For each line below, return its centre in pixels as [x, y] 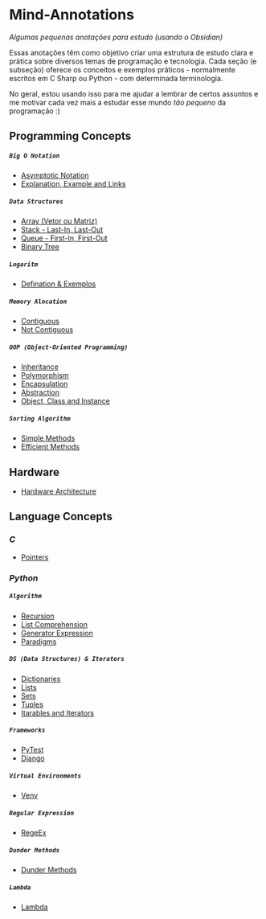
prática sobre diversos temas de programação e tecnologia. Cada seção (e [133, 61]
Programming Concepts [70, 136]
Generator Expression [57, 633]
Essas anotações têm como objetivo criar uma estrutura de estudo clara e [131, 52]
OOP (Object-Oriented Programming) [69, 347]
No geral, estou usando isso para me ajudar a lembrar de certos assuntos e [134, 93]
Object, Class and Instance [65, 401]
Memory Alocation [38, 302]
